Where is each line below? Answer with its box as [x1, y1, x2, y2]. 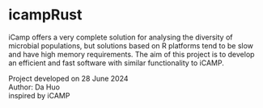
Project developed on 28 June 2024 [8, 73, 129, 83]
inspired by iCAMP [8, 90, 70, 100]
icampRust [8, 6, 83, 24]
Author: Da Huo [8, 82, 61, 92]
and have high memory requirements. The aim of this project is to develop [8, 49, 255, 59]
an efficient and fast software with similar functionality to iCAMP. [8, 58, 225, 68]
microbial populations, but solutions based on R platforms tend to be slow [8, 40, 253, 50]
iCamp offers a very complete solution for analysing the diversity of [8, 32, 233, 42]
